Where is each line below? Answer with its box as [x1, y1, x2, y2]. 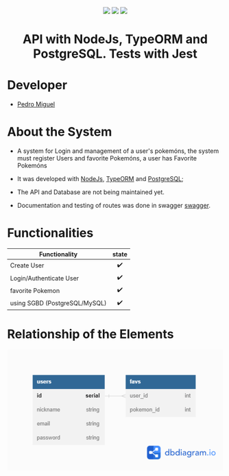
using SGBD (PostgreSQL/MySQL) [10, 299, 107, 307]
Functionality [38, 250, 77, 258]
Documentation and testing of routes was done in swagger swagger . [16, 202, 211, 210]
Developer [7, 78, 67, 93]
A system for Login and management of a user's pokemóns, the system [16, 147, 219, 155]
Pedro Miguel [16, 100, 56, 108]
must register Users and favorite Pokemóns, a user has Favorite [16, 154, 197, 163]
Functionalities [7, 226, 94, 241]
